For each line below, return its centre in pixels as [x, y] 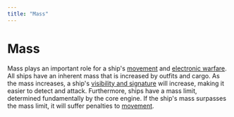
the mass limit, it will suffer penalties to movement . [81, 106]
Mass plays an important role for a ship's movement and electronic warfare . [117, 68]
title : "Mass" [28, 14]
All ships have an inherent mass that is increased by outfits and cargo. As [113, 75]
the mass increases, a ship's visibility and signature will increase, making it [116, 83]
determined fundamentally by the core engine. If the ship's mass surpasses [117, 98]
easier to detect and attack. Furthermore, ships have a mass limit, [102, 91]
